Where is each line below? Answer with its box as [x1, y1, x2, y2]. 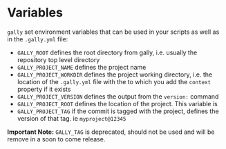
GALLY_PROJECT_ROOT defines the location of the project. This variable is [17, 99, 218, 108]
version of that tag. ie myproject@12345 [17, 114, 126, 122]
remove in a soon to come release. [7, 135, 106, 143]
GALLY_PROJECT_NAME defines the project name [17, 63, 147, 71]
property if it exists [17, 85, 71, 93]
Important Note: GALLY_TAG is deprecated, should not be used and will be [7, 128, 215, 136]
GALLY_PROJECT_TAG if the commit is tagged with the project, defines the [17, 107, 219, 115]
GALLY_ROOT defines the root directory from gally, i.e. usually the [17, 48, 198, 57]
